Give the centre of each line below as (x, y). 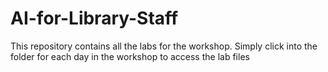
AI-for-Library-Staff (94, 18)
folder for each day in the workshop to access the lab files (130, 56)
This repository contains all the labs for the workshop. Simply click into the (164, 46)
